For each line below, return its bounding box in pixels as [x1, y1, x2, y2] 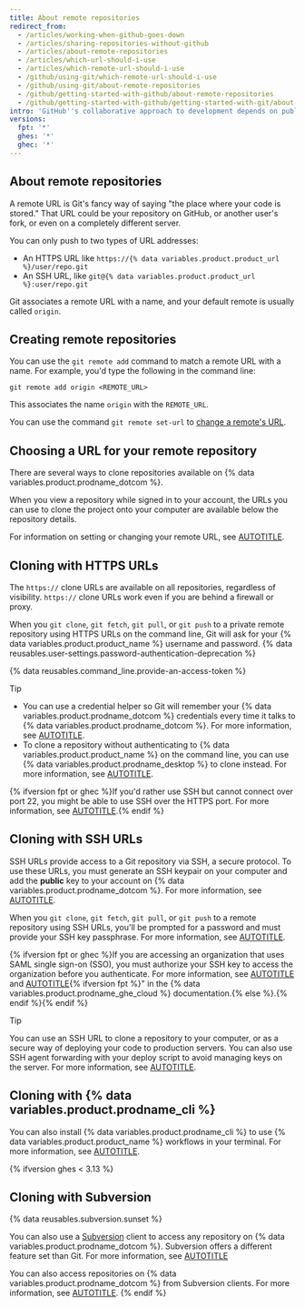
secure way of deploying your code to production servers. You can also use [9, 1042, 293, 1053]
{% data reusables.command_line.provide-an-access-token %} [9, 666, 247, 676]
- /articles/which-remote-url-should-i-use [17, 65, 184, 74]
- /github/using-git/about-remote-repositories [17, 81, 202, 90]
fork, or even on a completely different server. [9, 217, 182, 228]
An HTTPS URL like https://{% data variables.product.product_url [22, 252, 280, 264]
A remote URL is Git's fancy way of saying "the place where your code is [9, 197, 281, 209]
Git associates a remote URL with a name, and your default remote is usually [9, 296, 295, 307]
